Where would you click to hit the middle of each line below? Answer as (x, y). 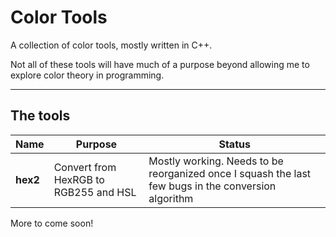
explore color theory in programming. (87, 75)
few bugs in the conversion (212, 186)
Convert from (85, 167)
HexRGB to (79, 179)
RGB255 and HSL (95, 192)
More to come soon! (52, 223)
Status (234, 144)
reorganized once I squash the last (230, 173)
